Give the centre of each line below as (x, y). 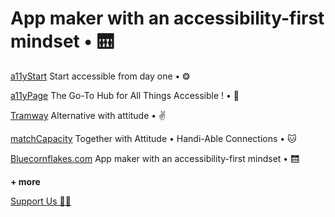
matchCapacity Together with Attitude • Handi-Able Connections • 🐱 (153, 138)
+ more (25, 181)
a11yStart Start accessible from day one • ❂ (100, 76)
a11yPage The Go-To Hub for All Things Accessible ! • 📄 (125, 95)
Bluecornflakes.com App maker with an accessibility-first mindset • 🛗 (155, 158)
